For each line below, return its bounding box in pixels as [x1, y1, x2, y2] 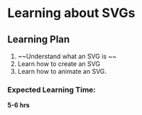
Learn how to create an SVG [17, 60, 101, 68]
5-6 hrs [7, 101, 30, 109]
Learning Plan [7, 33, 70, 45]
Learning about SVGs [7, 5, 136, 21]
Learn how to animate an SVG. [17, 67, 107, 75]
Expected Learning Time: [7, 84, 96, 94]
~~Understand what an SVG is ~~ [17, 52, 117, 60]
